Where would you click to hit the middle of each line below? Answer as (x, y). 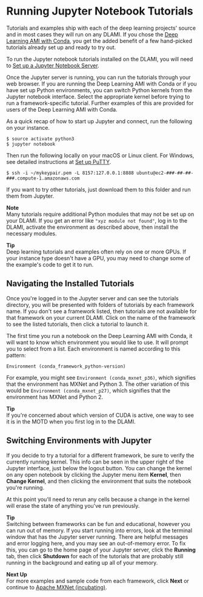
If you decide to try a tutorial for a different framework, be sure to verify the (100, 455)
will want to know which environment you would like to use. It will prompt (97, 342)
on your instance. (28, 127)
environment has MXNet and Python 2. (55, 397)
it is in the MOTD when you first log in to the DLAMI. (71, 421)
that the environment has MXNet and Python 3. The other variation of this (98, 384)
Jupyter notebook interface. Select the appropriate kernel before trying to (98, 96)
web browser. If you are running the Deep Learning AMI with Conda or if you (101, 84)
